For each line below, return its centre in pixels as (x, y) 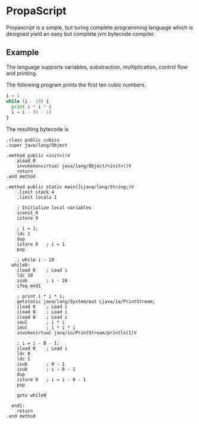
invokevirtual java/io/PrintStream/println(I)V (77, 333)
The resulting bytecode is (37, 129)
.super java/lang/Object (37, 145)
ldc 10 (25, 276)
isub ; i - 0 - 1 (46, 370)
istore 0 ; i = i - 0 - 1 (51, 380)
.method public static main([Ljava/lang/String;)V (70, 187)
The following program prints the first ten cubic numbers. (76, 85)
